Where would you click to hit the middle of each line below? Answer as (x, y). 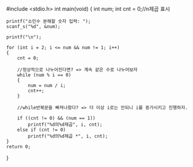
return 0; (19, 147)
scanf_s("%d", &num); (33, 26)
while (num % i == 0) (44, 75)
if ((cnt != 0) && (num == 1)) (56, 118)
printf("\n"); (24, 37)
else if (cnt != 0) (42, 130)
